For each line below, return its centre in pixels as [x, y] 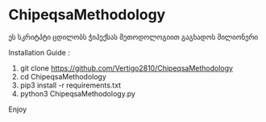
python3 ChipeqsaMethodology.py [77, 93]
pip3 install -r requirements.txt [71, 85]
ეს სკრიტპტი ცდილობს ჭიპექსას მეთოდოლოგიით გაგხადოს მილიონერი [133, 37]
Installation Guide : [39, 52]
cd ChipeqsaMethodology [63, 76]
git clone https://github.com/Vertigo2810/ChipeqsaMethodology [127, 68]
